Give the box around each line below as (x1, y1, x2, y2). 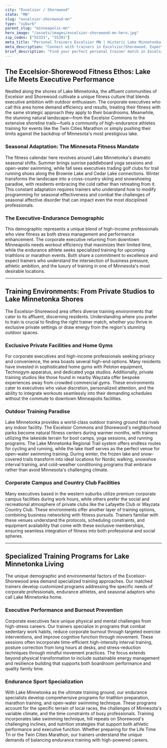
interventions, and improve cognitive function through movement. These (5, 633, 153, 640)
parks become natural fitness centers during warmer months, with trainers (5, 430, 158, 436)
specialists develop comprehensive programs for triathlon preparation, (5, 695, 150, 701)
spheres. (5, 533, 23, 539)
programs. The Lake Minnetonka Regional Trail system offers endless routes (5, 440, 162, 446)
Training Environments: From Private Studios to (5, 287, 155, 296)
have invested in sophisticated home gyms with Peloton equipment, (5, 364, 144, 370)
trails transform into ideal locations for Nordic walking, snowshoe (23, 456, 157, 462)
